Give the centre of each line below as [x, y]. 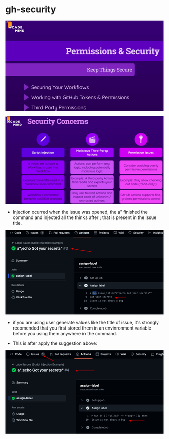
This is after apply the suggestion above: [55, 343]
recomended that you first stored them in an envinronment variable [82, 328]
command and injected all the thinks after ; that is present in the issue [84, 217]
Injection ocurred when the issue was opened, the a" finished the [80, 212]
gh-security [31, 9]
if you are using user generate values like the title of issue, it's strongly [86, 323]
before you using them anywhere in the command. [65, 334]
